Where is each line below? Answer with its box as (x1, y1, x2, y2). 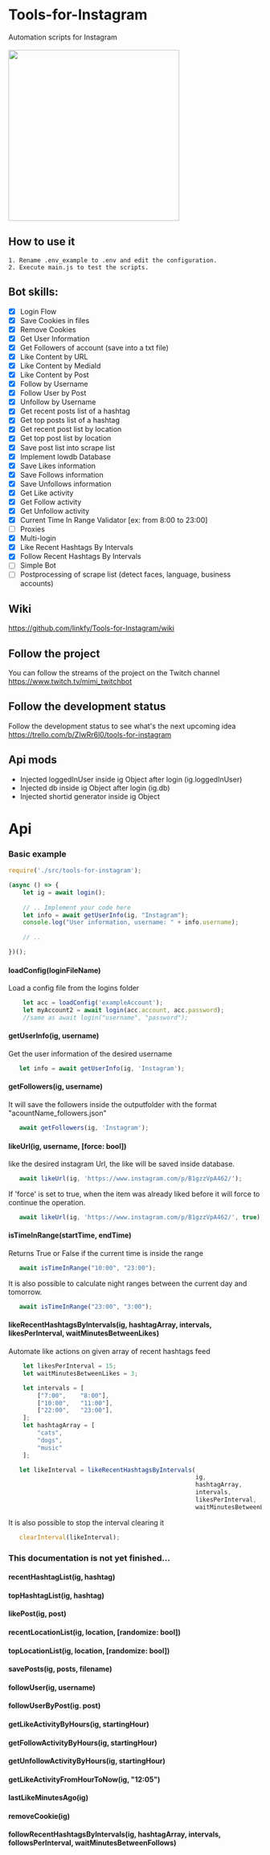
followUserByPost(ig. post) (8, 1701, 101, 1710)
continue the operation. (8, 1197, 86, 1207)
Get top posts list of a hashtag (19, 416, 121, 425)
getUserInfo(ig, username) (8, 1031, 100, 1040)
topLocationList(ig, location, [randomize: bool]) (8, 1646, 170, 1656)
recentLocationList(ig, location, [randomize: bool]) (8, 1627, 181, 1637)
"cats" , (37, 1429, 63, 1437)
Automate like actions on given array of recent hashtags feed (8, 1347, 211, 1356)
